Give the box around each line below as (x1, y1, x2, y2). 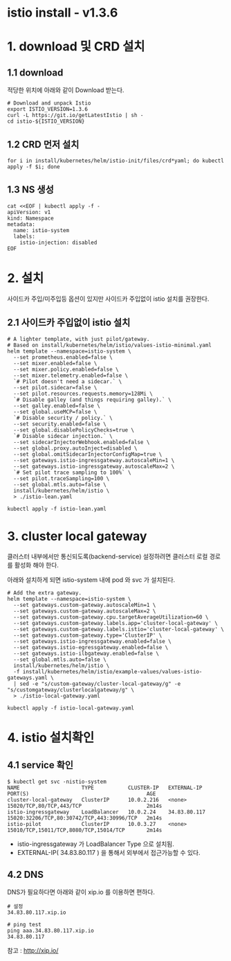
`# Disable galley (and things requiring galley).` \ (13, 396, 172, 403)
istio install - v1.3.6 (7, 5, 118, 21)
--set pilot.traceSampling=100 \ (13, 475, 110, 482)
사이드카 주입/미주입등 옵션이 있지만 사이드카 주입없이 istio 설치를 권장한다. (7, 294, 210, 303)
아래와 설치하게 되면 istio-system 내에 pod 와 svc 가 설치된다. (7, 575, 176, 583)
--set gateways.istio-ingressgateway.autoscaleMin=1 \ (13, 457, 175, 464)
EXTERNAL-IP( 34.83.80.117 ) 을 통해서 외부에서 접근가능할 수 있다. (17, 848, 201, 856)
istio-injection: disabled (19, 239, 98, 246)
